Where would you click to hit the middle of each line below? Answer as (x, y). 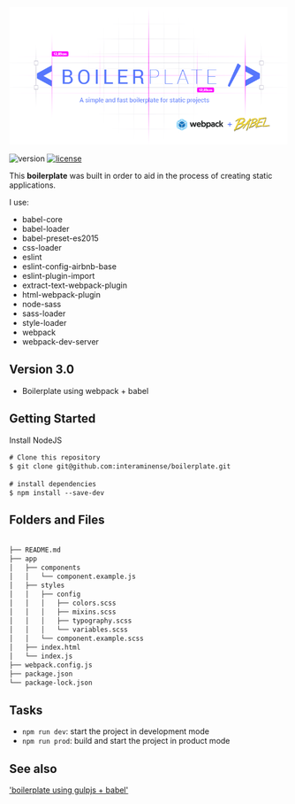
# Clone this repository (55, 457)
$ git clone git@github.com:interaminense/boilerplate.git (120, 466)
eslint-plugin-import (58, 275)
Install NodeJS (36, 440)
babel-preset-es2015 (60, 238)
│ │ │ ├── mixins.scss (63, 612)
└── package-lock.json (51, 683)
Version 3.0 (42, 370)
